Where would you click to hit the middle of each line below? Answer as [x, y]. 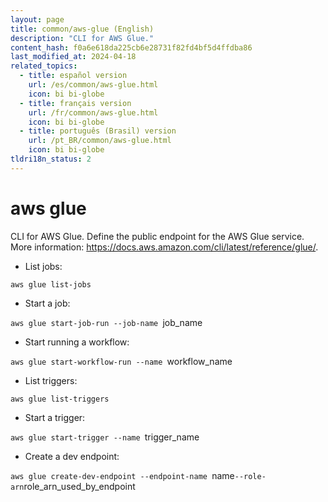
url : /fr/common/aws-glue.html [93, 112]
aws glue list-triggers [60, 399]
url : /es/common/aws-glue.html [93, 85]
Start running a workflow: [77, 342]
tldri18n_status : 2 [51, 159]
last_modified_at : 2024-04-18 [73, 57]
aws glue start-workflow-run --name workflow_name [121, 361]
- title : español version [73, 76]
